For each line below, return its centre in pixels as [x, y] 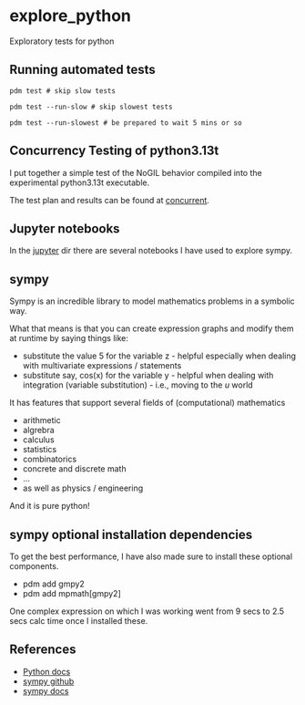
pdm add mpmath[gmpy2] [71, 593]
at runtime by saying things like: [69, 338]
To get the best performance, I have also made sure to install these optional [151, 556]
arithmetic [41, 420]
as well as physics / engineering [83, 488]
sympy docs [46, 690]
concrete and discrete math [74, 469]
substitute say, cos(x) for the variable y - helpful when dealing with [148, 376]
